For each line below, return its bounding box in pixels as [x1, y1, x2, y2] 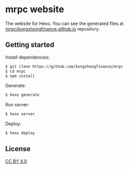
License [5, 145, 31, 153]
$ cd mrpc [5, 69, 26, 74]
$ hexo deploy [5, 131, 35, 136]
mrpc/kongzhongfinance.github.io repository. [5, 25, 100, 32]
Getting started [5, 41, 55, 49]
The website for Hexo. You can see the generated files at [5, 20, 124, 26]
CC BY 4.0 [5, 158, 27, 164]
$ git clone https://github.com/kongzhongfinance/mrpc [5, 64, 123, 69]
